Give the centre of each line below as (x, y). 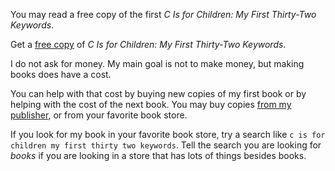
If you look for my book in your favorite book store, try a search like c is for (168, 134)
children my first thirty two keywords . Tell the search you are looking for (166, 145)
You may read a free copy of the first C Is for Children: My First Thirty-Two (163, 14)
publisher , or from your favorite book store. (99, 115)
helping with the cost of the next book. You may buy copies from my (151, 104)
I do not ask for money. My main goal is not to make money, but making (157, 63)
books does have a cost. (61, 74)
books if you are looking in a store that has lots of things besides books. (158, 155)
